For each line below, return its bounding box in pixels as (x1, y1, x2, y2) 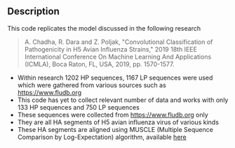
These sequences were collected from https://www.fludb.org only (17, 110, 208, 119)
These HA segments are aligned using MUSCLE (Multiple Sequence (17, 125, 214, 133)
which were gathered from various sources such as (17, 80, 166, 89)
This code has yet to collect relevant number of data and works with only (17, 96, 229, 104)
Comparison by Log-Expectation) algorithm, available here (17, 133, 187, 141)
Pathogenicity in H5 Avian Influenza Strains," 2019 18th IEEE (24, 45, 198, 53)
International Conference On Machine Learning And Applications (24, 52, 212, 61)
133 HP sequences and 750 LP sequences (17, 103, 140, 111)
